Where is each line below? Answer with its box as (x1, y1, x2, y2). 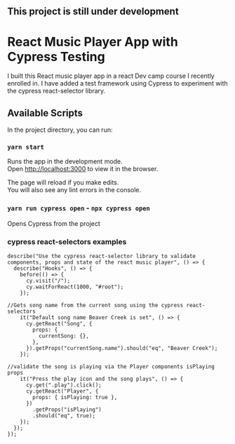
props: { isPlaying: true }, (32, 394, 118, 401)
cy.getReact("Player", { (25, 388, 99, 395)
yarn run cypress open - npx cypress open (7, 203, 151, 213)
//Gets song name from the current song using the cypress (7, 302, 184, 309)
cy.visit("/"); (25, 277, 71, 285)
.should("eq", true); (32, 412, 96, 419)
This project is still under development (7, 6, 179, 18)
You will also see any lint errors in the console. (7, 186, 142, 194)
